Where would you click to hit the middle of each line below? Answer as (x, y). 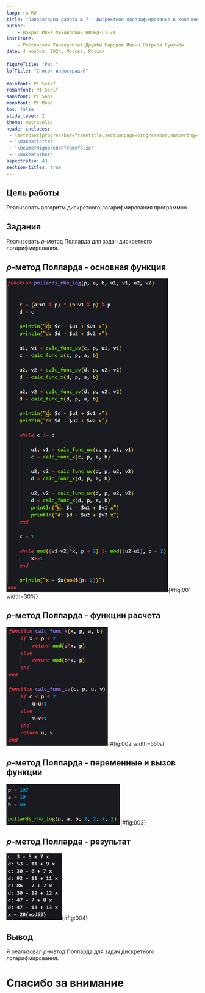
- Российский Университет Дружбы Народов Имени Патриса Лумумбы (101, 45)
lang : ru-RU (21, 13)
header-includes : (28, 129)
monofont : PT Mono (30, 103)
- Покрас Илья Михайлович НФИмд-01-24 (67, 32)
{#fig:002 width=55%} (136, 743)
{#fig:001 (179, 590)
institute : (20, 39)
